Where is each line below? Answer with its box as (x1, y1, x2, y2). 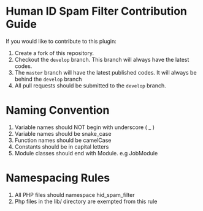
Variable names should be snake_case (14, 130, 112, 137)
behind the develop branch (14, 75, 82, 83)
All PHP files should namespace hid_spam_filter (14, 191, 135, 198)
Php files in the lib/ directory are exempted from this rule (14, 198, 158, 205)
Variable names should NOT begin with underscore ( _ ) (14, 124, 155, 131)
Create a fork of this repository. (14, 49, 94, 56)
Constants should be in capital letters (14, 143, 109, 150)
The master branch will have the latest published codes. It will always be (14, 68, 197, 76)
